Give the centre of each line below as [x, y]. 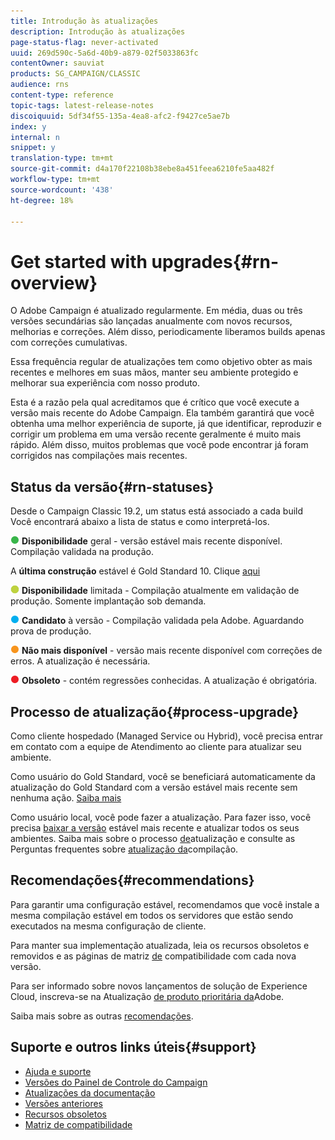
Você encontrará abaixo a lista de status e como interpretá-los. [140, 522]
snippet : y [33, 148]
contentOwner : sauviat [57, 63]
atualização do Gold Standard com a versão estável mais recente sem [154, 787]
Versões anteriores [63, 1103]
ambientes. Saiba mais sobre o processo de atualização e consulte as [153, 838]
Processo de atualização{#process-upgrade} [155, 711]
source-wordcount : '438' [62, 190]
